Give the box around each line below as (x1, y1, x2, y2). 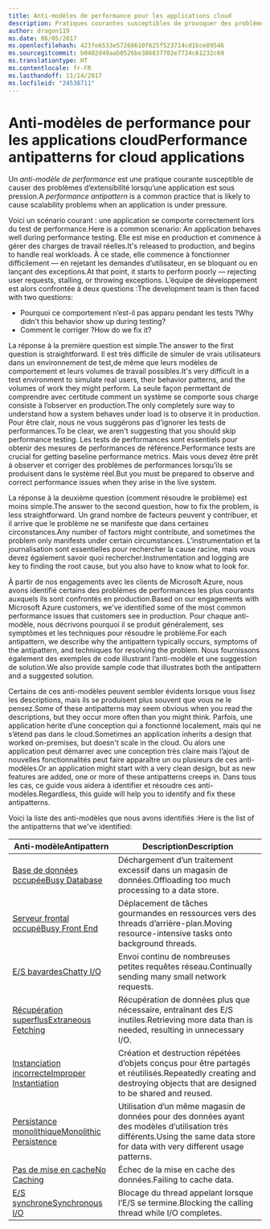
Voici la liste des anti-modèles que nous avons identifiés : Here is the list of (8, 813, 255, 823)
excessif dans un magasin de (117, 865, 228, 876)
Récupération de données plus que (117, 994, 251, 1005)
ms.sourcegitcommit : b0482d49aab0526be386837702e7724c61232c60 (8, 49, 225, 57)
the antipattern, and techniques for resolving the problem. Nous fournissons (8, 645, 260, 656)
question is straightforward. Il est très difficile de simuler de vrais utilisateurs (8, 349, 261, 359)
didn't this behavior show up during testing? (19, 317, 166, 327)
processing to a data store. (117, 885, 219, 896)
